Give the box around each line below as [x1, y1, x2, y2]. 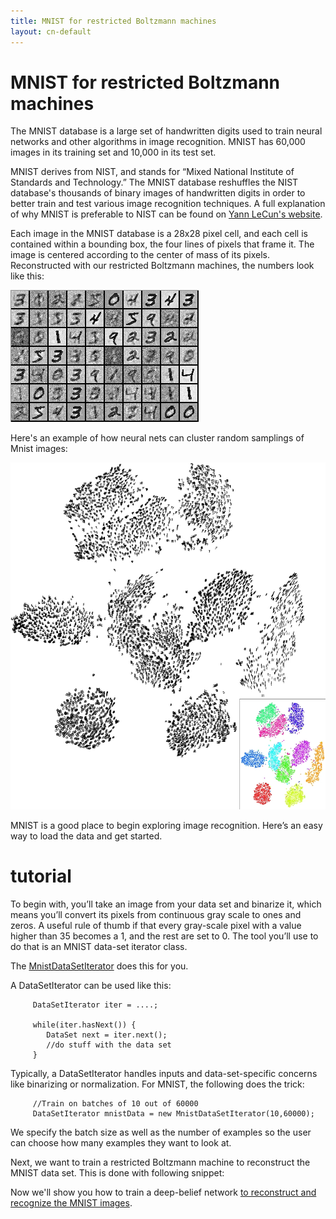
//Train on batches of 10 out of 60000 [32, 1098, 199, 1109]
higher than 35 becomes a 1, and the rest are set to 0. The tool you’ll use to [10, 930, 319, 942]
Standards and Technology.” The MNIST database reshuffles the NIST [10, 176, 299, 189]
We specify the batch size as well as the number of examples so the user [10, 1126, 312, 1138]
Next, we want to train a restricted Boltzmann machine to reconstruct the [10, 1156, 311, 1168]
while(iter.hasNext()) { [32, 1020, 137, 1030]
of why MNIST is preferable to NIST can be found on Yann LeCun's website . [10, 208, 323, 220]
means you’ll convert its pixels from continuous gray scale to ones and [10, 908, 302, 920]
